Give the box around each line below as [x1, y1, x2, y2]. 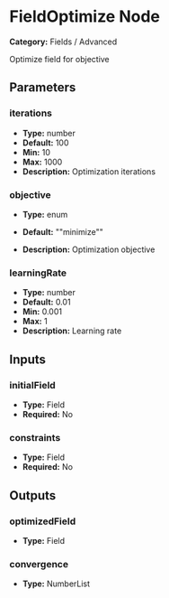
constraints [9, 431, 61, 444]
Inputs [9, 351, 47, 367]
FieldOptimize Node [9, 6, 160, 27]
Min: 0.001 [22, 306, 63, 317]
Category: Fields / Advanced [9, 36, 118, 47]
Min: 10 [22, 146, 51, 157]
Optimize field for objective [9, 53, 110, 64]
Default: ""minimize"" [22, 226, 103, 237]
